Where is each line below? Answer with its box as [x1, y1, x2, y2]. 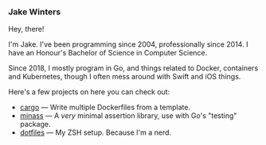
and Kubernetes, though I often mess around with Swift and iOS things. [8, 72, 241, 82]
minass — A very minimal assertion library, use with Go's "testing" [19, 111, 237, 120]
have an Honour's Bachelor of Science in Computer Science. [8, 48, 208, 58]
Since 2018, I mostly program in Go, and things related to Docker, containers [8, 63, 259, 73]
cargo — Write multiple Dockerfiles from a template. [19, 102, 191, 113]
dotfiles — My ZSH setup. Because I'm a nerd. [19, 128, 172, 137]
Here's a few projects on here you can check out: [8, 87, 170, 97]
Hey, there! [8, 25, 45, 34]
